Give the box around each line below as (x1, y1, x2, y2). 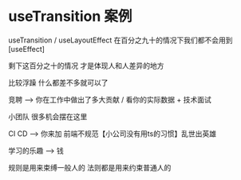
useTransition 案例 (8, 7, 132, 26)
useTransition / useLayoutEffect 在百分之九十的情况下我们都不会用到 (8, 35, 233, 45)
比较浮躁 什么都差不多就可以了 (8, 78, 109, 87)
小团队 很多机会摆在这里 (8, 111, 88, 121)
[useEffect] (8, 44, 45, 54)
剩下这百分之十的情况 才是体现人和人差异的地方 (8, 61, 164, 70)
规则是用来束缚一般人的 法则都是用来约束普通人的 (8, 162, 172, 172)
